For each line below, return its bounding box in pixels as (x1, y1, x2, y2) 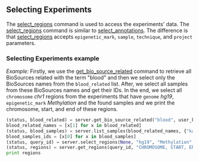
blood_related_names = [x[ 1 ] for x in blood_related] (6, 122, 142, 128)
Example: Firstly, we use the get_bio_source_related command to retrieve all (6, 68, 191, 75)
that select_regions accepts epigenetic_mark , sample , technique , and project (6, 33, 192, 40)
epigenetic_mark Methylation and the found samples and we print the (6, 99, 175, 106)
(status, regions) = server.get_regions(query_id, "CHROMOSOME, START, (6, 145, 187, 151)
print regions (6, 150, 41, 156)
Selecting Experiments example (6, 54, 99, 62)
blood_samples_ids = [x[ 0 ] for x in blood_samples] (6, 134, 136, 139)
